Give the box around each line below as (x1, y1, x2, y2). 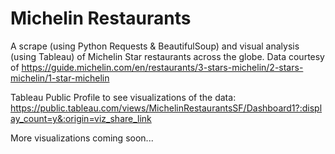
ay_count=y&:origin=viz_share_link (10, 112, 152, 124)
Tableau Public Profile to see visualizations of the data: (10, 91, 237, 103)
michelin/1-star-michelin (10, 72, 110, 84)
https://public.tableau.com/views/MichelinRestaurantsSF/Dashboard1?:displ (10, 102, 323, 114)
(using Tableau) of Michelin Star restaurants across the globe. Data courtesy (10, 50, 325, 62)
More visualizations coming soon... (10, 132, 154, 144)
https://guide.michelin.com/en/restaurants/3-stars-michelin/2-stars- (21, 61, 304, 73)
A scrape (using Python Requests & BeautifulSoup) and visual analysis (10, 40, 300, 52)
